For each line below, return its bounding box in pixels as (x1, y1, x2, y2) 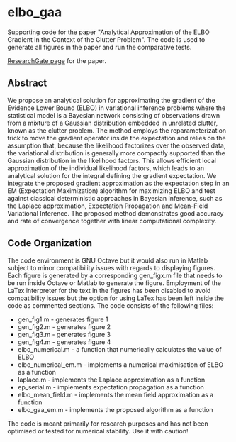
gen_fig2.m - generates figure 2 (17, 322, 111, 331)
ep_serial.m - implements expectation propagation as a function (17, 382, 204, 391)
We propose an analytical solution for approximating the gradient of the (7, 96, 216, 104)
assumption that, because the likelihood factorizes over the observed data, (7, 141, 226, 150)
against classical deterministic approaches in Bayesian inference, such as (7, 194, 223, 202)
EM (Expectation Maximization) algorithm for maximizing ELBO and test (7, 186, 215, 195)
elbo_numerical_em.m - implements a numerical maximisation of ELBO (17, 360, 224, 369)
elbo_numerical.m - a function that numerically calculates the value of (17, 345, 222, 353)
